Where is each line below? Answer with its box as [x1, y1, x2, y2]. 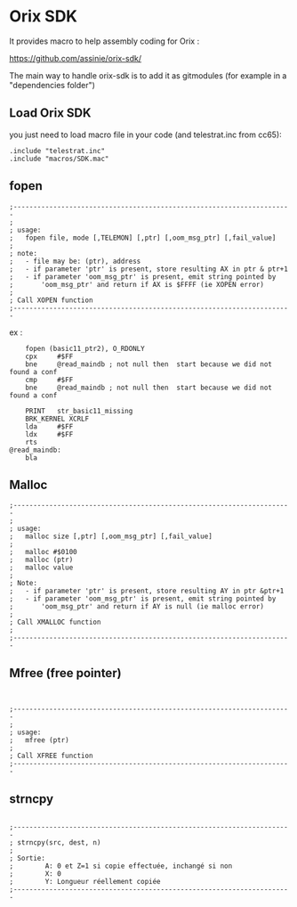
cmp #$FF [25, 375, 74, 384]
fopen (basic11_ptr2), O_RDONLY [25, 344, 145, 353]
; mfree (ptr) [9, 736, 69, 745]
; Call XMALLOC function [9, 617, 101, 627]
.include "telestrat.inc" [9, 146, 105, 155]
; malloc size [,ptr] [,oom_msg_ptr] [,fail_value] [9, 532, 213, 541]
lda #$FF [25, 421, 74, 431]
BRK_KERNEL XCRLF [25, 414, 90, 423]
